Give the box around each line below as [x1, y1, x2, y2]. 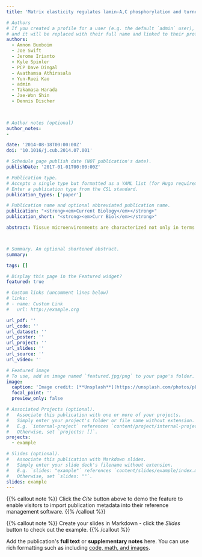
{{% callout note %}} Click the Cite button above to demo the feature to [6, 495, 183, 503]
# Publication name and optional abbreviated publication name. [6, 202, 171, 208]
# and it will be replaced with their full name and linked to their [6, 31, 185, 37]
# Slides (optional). [6, 451, 61, 457]
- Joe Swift [11, 48, 42, 54]
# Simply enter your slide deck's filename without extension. [6, 462, 173, 468]
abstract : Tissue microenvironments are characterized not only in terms [6, 225, 195, 231]
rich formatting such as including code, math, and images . [6, 544, 150, 552]
